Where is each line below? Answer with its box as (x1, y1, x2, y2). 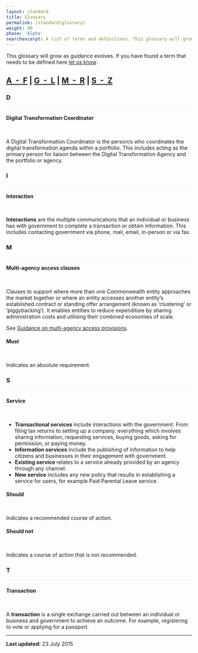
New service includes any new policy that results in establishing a (14, 471, 176, 478)
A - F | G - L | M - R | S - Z (6, 76, 113, 86)
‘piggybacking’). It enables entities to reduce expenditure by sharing (6, 307, 172, 314)
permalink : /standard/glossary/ (6, 20, 85, 25)
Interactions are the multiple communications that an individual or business (6, 216, 190, 223)
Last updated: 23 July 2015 (6, 640, 74, 647)
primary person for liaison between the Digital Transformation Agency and (6, 150, 187, 157)
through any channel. (14, 464, 67, 472)
